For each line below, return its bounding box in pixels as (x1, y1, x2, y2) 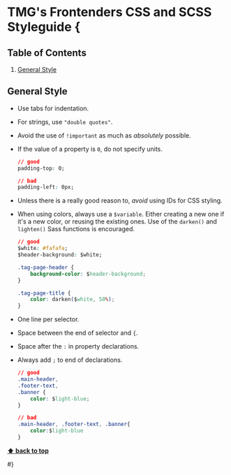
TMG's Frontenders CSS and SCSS (7, 4, 212, 20)
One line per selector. (17, 315, 80, 323)
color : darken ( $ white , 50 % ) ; (30, 296, 115, 303)
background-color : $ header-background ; (30, 270, 147, 277)
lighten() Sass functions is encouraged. (17, 225, 135, 233)
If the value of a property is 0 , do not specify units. (17, 145, 163, 153)
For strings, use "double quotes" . (17, 117, 113, 126)
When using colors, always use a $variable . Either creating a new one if (17, 210, 225, 219)
